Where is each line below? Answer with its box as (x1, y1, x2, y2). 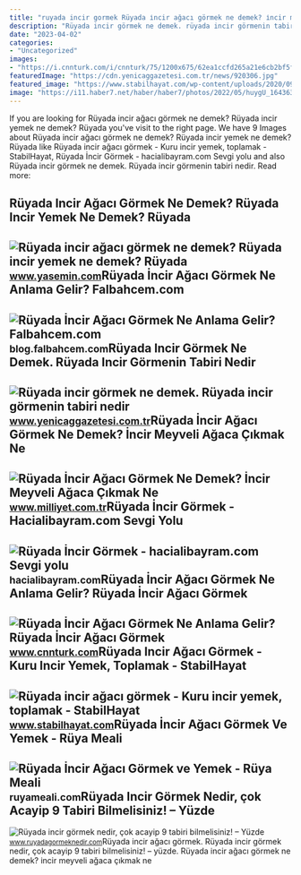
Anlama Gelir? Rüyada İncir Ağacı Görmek (9, 586, 248, 601)
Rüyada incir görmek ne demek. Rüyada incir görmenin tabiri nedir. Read (9, 160, 278, 171)
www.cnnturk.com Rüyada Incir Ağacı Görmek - (9, 644, 262, 659)
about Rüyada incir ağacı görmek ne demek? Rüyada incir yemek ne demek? (9, 132, 292, 142)
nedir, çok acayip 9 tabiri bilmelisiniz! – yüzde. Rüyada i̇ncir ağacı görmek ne (9, 845, 291, 856)
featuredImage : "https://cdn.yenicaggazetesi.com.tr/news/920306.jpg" (9, 72, 279, 81)
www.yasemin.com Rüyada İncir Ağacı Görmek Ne (9, 268, 276, 283)
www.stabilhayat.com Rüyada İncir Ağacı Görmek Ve (9, 716, 288, 732)
